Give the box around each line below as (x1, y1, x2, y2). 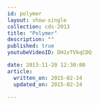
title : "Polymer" (7, 29, 58, 37)
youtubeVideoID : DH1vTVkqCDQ (7, 49, 92, 56)
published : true (7, 42, 54, 49)
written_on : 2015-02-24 (13, 74, 82, 81)
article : (7, 67, 33, 75)
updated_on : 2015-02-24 (13, 81, 82, 88)
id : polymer (7, 10, 42, 17)
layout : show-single (7, 17, 68, 24)
